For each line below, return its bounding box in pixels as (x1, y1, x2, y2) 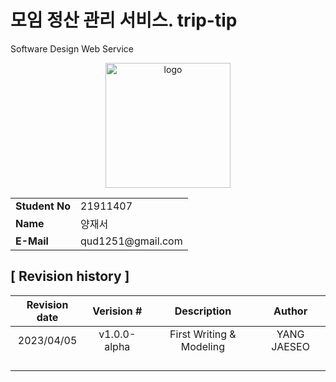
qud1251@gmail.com (80, 234, 183, 248)
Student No (15, 199, 72, 213)
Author (273, 304, 308, 318)
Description (174, 304, 232, 318)
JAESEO (271, 339, 310, 353)
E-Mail (15, 234, 49, 248)
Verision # (92, 304, 143, 318)
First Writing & (169, 327, 237, 341)
